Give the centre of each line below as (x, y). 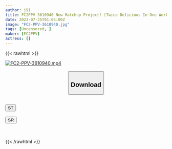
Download (86, 84)
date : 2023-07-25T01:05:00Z (35, 19)
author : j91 (18, 10)
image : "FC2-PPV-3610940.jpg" (38, 24)
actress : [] (18, 39)
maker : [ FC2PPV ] (23, 34)
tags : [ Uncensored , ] (28, 29)
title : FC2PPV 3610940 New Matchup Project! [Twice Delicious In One (81, 15)
